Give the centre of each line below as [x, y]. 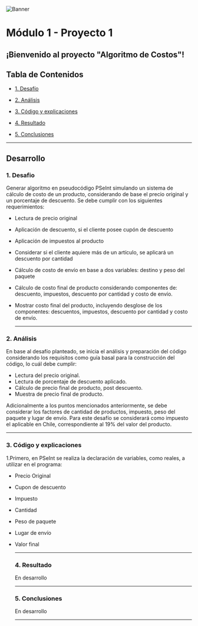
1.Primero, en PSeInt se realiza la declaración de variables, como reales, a [96, 458]
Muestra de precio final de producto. [59, 394]
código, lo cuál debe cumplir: [42, 364]
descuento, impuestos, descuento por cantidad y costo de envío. [93, 294]
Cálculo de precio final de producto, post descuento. [79, 388]
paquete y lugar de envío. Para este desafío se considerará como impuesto [97, 418]
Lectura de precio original [46, 218]
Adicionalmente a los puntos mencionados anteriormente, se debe [87, 406]
